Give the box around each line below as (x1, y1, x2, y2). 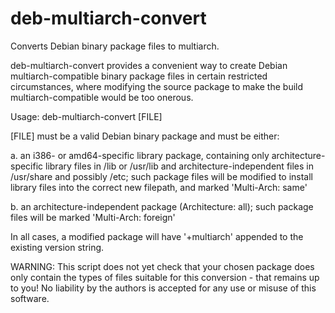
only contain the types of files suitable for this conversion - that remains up (10, 271, 320, 283)
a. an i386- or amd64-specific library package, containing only (10, 149, 270, 161)
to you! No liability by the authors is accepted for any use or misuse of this (10, 282, 317, 294)
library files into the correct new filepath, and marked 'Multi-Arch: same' (10, 181, 308, 193)
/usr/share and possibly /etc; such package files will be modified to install (10, 170, 314, 182)
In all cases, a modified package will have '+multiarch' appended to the (10, 230, 304, 242)
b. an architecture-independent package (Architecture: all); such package (10, 200, 314, 212)
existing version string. (10, 241, 105, 253)
